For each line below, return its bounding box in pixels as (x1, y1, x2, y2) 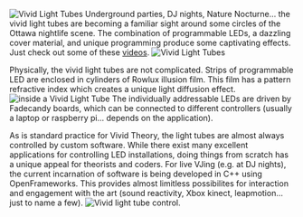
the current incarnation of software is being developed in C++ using (9, 168, 262, 179)
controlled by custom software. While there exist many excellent (9, 140, 249, 150)
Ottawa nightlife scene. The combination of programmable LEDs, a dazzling (9, 28, 291, 38)
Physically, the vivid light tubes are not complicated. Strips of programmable (9, 64, 294, 75)
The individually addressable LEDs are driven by (111, 93, 292, 104)
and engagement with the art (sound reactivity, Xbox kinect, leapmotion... (9, 188, 283, 198)
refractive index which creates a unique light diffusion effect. (9, 84, 236, 94)
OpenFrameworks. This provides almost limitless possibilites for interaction (9, 178, 289, 189)
